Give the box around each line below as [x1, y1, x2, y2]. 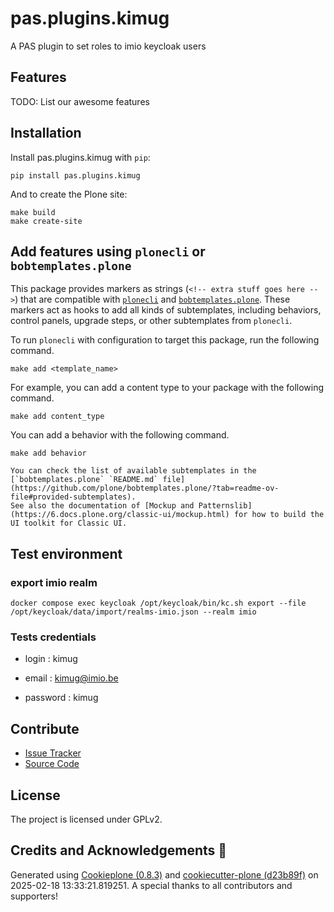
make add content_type [10, 412, 105, 422]
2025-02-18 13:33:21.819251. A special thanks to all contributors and [10, 879, 293, 891]
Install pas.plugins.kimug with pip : [10, 151, 151, 163]
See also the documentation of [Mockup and [10, 501, 195, 511]
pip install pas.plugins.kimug [10, 170, 141, 181]
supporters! [10, 890, 58, 902]
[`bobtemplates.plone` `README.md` [10, 475, 159, 485]
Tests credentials [10, 630, 97, 644]
